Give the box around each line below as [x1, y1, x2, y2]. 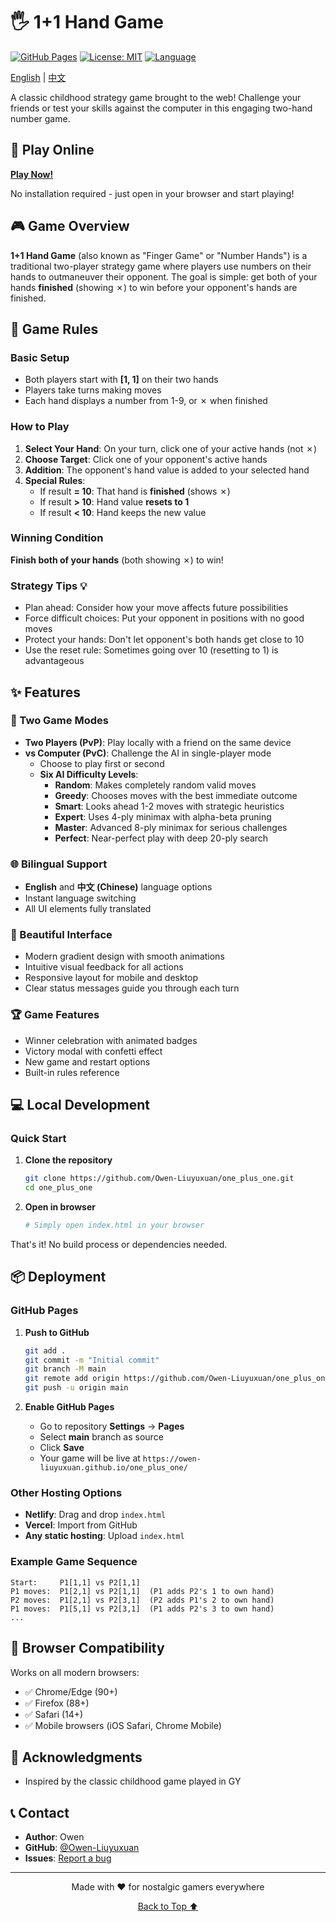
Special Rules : [24, 474, 86, 486]
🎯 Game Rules [10, 320, 99, 338]
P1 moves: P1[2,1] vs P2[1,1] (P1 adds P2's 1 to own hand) [10, 1586, 275, 1596]
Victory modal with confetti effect [24, 1045, 163, 1057]
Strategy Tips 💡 [10, 579, 88, 593]
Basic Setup [10, 350, 70, 364]
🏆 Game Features [10, 1008, 100, 1022]
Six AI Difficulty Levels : [39, 768, 139, 780]
